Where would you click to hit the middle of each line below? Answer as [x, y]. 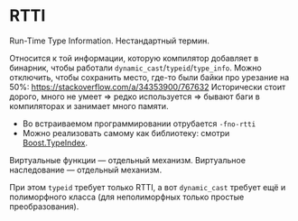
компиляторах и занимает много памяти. [89, 106]
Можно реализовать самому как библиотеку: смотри [126, 133]
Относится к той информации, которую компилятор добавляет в [134, 58]
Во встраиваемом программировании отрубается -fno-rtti [139, 124]
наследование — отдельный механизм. [86, 170]
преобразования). [44, 206]
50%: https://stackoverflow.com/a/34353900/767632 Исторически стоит [148, 87]
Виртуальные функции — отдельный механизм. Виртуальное [128, 160]
